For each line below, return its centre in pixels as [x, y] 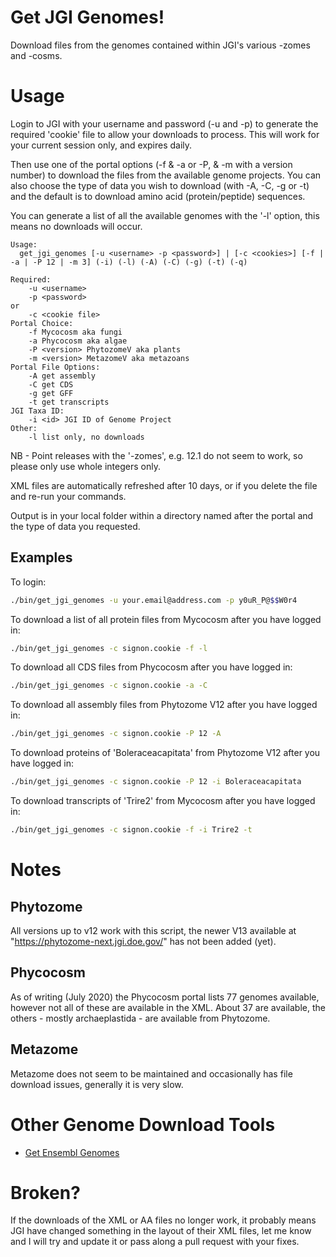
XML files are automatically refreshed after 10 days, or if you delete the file [164, 485]
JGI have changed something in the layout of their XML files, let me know [161, 1231]
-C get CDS [51, 384]
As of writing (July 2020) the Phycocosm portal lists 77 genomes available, [165, 997]
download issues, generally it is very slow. [97, 1084]
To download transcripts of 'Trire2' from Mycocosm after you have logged [163, 801]
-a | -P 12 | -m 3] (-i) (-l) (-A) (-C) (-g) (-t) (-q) [129, 262]
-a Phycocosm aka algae [78, 341]
